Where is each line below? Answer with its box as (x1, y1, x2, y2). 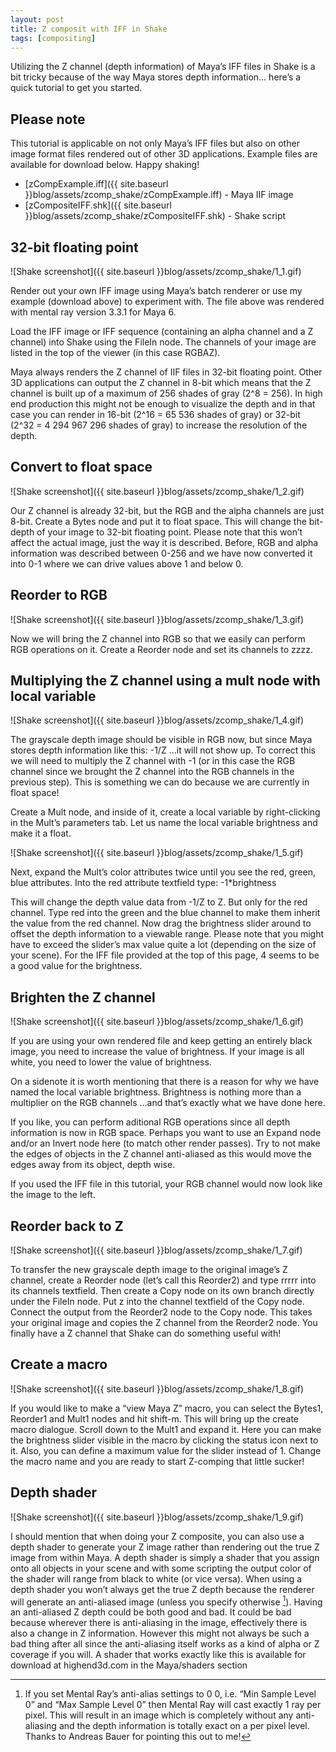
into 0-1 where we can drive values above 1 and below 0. (10, 557, 244, 570)
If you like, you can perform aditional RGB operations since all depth (10, 1116, 291, 1128)
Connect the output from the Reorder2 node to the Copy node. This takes (10, 1306, 313, 1318)
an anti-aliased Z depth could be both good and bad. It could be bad (10, 1606, 292, 1618)
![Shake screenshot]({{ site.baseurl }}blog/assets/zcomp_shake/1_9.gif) (10, 1511, 305, 1523)
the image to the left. (10, 1189, 96, 1201)
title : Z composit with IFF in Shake (10, 24, 168, 34)
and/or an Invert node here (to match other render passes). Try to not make (10, 1137, 321, 1150)
